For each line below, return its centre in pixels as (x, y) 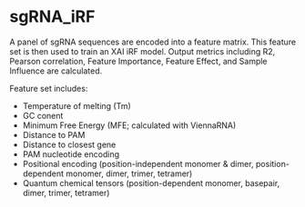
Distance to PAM (54, 134)
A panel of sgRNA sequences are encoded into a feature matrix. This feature (153, 42)
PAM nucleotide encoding (71, 154)
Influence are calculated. (56, 71)
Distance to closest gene (69, 144)
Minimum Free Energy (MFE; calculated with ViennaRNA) (129, 125)
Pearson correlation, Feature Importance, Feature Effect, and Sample (138, 61)
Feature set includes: (49, 88)
